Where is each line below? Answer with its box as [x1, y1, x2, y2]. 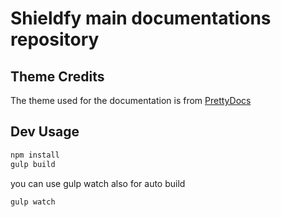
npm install [10, 150, 60, 160]
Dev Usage [10, 123, 80, 141]
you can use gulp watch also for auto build [10, 177, 186, 189]
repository [10, 28, 100, 51]
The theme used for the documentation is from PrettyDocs [10, 95, 252, 106]
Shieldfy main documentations [10, 7, 272, 30]
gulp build [10, 159, 56, 169]
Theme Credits [10, 68, 105, 85]
